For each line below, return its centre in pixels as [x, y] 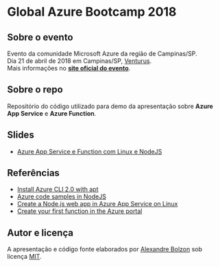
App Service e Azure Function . [52, 113]
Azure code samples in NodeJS [61, 196]
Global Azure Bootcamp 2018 [92, 12]
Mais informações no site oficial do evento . [69, 68]
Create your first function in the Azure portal [80, 211]
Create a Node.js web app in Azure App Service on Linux [97, 204]
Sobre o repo [35, 90]
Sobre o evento [40, 37]
